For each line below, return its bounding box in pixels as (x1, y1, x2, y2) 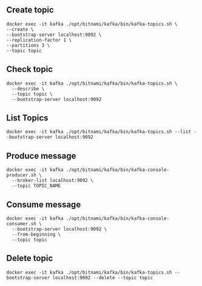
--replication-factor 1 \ (6, 37, 72, 43)
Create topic (6, 5, 55, 15)
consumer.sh (6, 221, 36, 227)
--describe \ (12, 85, 45, 92)
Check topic (6, 64, 53, 75)
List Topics (6, 113, 49, 124)
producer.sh (6, 172, 36, 178)
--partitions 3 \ (6, 42, 50, 48)
